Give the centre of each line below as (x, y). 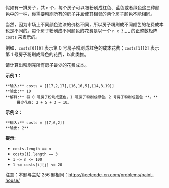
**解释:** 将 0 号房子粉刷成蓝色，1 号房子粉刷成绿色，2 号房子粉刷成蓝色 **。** (82, 97)
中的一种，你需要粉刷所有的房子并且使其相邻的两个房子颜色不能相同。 (82, 14)
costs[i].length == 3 (35, 154)
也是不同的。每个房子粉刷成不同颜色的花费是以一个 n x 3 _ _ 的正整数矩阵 (81, 31)
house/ (13, 180)
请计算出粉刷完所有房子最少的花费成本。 (47, 65)
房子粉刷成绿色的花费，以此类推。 (54, 54)
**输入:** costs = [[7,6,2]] (35, 123)
